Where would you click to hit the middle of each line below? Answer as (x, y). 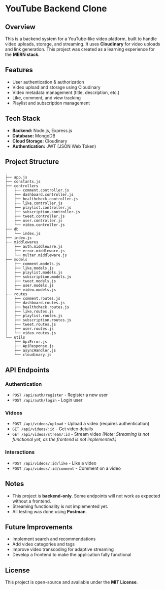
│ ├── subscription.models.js (38, 277)
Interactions (20, 452)
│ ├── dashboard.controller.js (39, 195)
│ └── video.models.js (31, 290)
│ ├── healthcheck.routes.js (37, 307)
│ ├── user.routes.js (30, 329)
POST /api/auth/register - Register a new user (60, 395)
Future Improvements (39, 527)
